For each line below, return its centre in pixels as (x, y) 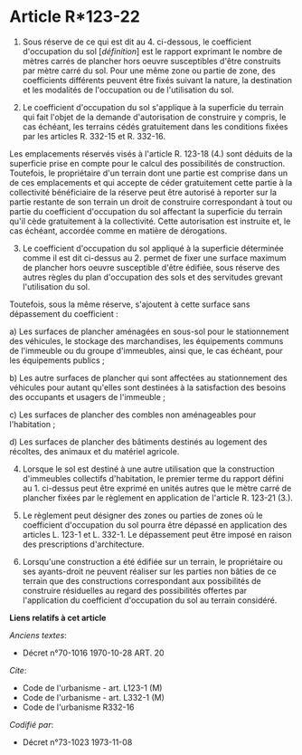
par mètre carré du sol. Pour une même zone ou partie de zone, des (149, 71)
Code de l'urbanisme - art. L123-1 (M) (92, 688)
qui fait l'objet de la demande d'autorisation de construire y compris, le (154, 117)
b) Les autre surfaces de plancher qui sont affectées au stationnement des (148, 377)
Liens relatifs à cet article (58, 617)
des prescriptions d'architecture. (83, 544)
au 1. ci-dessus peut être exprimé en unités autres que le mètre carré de (157, 488)
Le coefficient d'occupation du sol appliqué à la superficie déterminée (153, 248)
